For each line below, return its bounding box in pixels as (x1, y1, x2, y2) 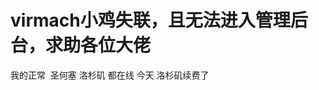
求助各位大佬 (45, 34, 152, 57)
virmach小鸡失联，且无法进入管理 (10, 9, 291, 32)
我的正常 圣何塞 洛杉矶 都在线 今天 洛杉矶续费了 (10, 69, 210, 81)
